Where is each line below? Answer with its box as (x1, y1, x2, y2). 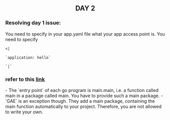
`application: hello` (5, 55, 51, 60)
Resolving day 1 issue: (5, 19, 61, 26)
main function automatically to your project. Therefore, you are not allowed (5, 103, 162, 109)
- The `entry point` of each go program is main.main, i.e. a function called (5, 87, 159, 93)
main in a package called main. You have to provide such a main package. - (5, 93, 163, 99)
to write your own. (5, 109, 43, 115)
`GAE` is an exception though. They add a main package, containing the (5, 98, 155, 104)
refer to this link (5, 76, 45, 83)
